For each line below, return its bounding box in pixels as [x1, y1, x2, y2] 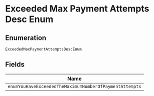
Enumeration [5, 33, 47, 42]
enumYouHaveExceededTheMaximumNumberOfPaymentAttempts [8, 83, 141, 89]
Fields [5, 60, 25, 69]
